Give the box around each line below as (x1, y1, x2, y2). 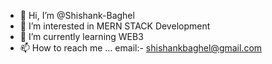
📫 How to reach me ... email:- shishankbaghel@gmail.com (19, 42, 263, 54)
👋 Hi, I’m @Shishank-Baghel (19, 10, 135, 21)
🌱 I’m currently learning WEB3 (19, 31, 144, 42)
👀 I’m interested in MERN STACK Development (19, 20, 211, 32)
